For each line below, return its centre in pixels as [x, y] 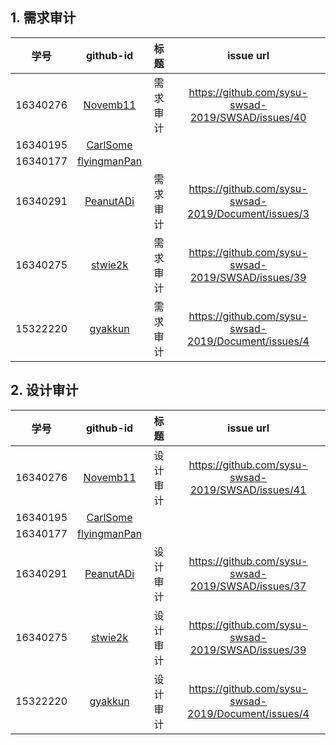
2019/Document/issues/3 [248, 213]
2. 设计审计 [44, 390]
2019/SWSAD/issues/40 [248, 117]
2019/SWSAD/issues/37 [248, 586]
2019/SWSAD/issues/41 [248, 490]
